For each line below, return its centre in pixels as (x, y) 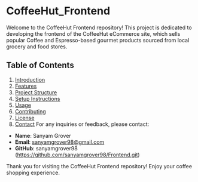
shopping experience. (33, 172)
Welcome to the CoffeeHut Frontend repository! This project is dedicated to (99, 27)
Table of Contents (40, 65)
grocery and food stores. (37, 47)
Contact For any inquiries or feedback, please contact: (82, 124)
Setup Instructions (37, 98)
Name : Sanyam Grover (43, 135)
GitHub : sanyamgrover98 (46, 148)
